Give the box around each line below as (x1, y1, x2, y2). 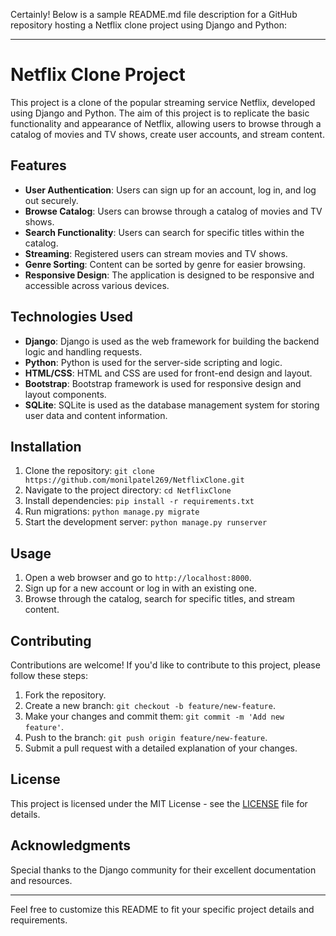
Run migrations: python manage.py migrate (24, 505, 200, 518)
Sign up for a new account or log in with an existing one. (24, 582, 257, 594)
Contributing (10, 632, 92, 649)
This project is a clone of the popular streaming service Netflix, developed (10, 96, 316, 108)
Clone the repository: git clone (24, 465, 155, 477)
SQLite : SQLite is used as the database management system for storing (24, 399, 320, 411)
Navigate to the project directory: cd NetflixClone (24, 484, 232, 496)
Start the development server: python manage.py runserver (24, 516, 268, 528)
